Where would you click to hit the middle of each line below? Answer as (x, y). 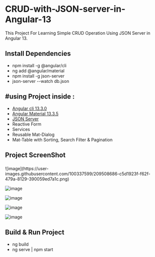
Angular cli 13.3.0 (30, 108)
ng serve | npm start (33, 249)
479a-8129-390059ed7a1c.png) (37, 179)
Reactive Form (27, 124)
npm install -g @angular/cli (39, 65)
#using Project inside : (40, 97)
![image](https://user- (27, 168)
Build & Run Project (35, 232)
